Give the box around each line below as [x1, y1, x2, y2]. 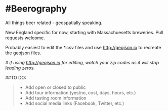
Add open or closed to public [25, 84, 86, 90]
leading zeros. [5, 65, 35, 71]
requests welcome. [5, 35, 45, 41]
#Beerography [5, 3, 67, 15]
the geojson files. [5, 50, 41, 56]
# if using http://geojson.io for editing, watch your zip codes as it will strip [5, 59, 159, 65]
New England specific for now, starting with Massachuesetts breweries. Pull [5, 29, 163, 35]
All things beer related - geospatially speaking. [5, 20, 103, 26]
